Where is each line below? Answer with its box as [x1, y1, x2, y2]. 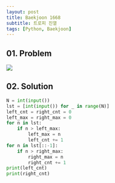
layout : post [6, 8, 39, 15]
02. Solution [6, 81, 53, 91]
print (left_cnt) [6, 165, 47, 171]
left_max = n [28, 131, 61, 138]
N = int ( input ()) [6, 98, 50, 104]
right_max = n [28, 154, 64, 160]
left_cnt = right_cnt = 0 [6, 108, 71, 115]
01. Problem [6, 48, 52, 58]
